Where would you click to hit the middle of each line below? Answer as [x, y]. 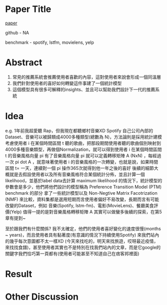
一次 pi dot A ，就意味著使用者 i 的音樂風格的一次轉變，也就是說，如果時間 [82, 162]
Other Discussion [42, 297]
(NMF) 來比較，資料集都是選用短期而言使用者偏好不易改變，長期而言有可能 [82, 199]
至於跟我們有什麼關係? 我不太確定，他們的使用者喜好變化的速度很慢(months [83, 229]
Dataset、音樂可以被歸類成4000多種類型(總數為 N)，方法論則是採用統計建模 [83, 137]
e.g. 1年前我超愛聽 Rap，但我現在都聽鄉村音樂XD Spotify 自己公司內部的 [79, 130]
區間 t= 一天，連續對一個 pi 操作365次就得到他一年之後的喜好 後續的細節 [80, 168]
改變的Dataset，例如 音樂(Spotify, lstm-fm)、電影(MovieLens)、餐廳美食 [80, 205]
